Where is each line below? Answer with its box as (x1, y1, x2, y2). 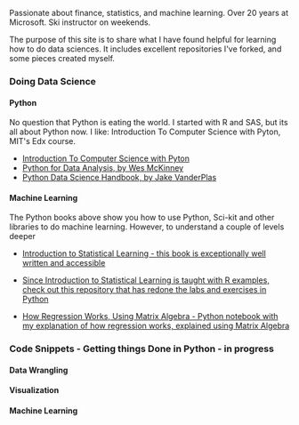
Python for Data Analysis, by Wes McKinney (21, 163, 184, 173)
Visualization (9, 385, 60, 396)
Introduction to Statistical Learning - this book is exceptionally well (21, 248, 267, 259)
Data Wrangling (9, 365, 69, 375)
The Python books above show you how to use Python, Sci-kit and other (9, 212, 275, 223)
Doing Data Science (9, 75, 96, 87)
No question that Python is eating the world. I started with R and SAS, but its (9, 117, 288, 128)
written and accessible (21, 258, 106, 269)
